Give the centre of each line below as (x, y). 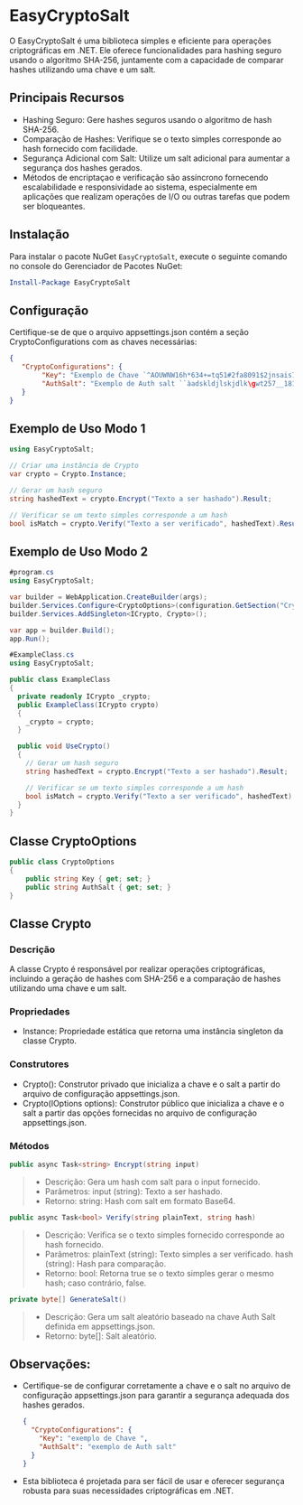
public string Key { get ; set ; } (88, 879)
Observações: (50, 1365)
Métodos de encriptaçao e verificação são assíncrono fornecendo (145, 177)
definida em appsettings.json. (100, 1326)
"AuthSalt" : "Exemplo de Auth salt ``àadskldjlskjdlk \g (149, 383)
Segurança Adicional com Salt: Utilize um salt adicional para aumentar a (156, 158)
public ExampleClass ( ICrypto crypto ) (88, 705)
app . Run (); (30, 639)
